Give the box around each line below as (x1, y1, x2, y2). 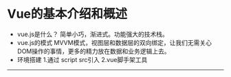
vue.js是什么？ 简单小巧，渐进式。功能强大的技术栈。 (16, 30, 168, 38)
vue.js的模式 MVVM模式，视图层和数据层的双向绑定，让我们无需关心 (16, 38, 212, 46)
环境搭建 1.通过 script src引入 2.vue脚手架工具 (16, 55, 148, 63)
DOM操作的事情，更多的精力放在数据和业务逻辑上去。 (16, 47, 170, 55)
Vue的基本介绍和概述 (7, 6, 128, 22)
